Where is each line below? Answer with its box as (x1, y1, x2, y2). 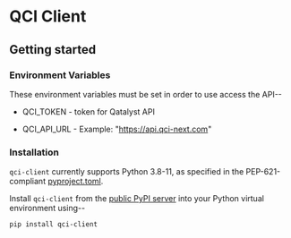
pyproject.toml (47, 176, 101, 187)
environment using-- (9, 203, 86, 214)
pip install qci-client (9, 220, 98, 229)
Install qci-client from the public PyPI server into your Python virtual (9, 193, 264, 204)
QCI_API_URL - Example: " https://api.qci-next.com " (21, 123, 212, 134)
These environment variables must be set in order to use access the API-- (9, 89, 282, 99)
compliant (9, 176, 47, 187)
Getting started (9, 42, 97, 57)
